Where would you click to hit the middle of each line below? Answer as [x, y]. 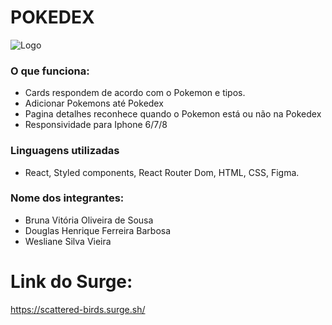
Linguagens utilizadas [65, 151]
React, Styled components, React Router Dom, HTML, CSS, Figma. [162, 172]
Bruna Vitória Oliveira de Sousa [89, 220]
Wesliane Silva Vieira [68, 241]
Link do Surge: [71, 282]
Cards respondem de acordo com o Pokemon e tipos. [135, 93]
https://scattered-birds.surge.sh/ [78, 309]
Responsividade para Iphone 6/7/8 [96, 125]
